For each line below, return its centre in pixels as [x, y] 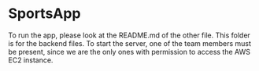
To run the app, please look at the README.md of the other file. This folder [129, 35]
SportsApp [44, 14]
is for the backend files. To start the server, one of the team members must [130, 43]
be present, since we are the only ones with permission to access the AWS [129, 51]
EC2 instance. [31, 60]
